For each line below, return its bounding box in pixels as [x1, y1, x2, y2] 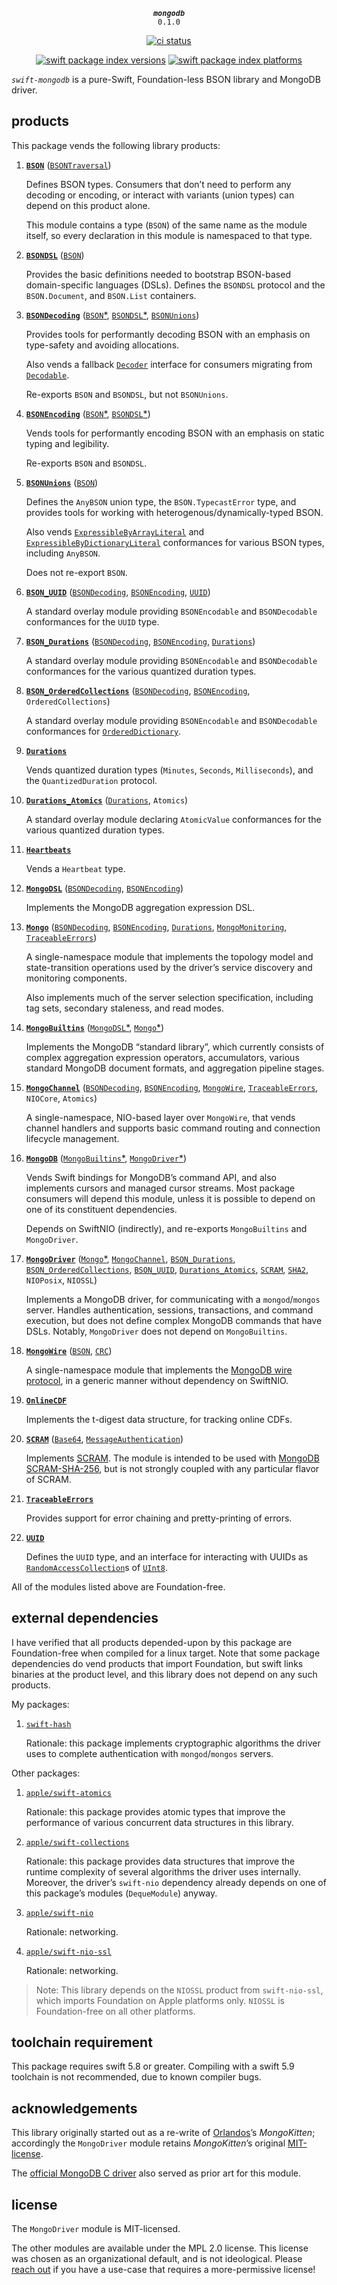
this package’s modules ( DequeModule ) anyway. [25, 1887, 218, 1899]
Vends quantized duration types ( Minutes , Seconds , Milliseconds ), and [25, 764, 314, 776]
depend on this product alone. [25, 199, 151, 211]
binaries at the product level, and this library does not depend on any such [11, 1668, 318, 1680]
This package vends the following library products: [11, 139, 221, 151]
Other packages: [11, 1767, 81, 1779]
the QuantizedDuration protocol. [25, 774, 158, 786]
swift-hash [25, 1719, 72, 1729]
